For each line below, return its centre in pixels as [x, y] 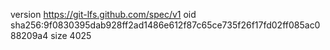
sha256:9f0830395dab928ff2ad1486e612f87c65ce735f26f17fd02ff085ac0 [165, 25]
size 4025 [71, 35]
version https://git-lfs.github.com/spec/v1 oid [103, 14]
